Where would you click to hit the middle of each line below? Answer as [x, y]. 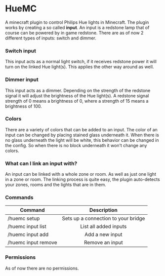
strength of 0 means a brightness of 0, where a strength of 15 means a [77, 101]
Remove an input [103, 242]
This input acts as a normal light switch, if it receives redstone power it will [81, 62]
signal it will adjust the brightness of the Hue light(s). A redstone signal [77, 96]
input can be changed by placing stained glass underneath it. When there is [82, 135]
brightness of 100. [23, 106]
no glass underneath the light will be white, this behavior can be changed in [82, 140]
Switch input [21, 51]
